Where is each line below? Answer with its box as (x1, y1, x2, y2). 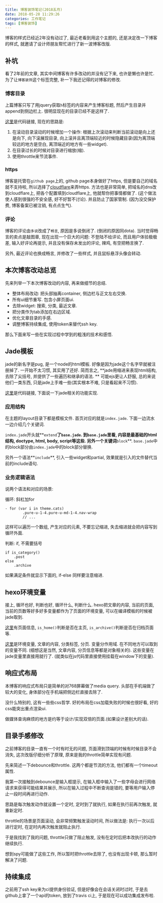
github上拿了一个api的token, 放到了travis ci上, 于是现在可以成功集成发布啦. (5, 893, 155, 899)
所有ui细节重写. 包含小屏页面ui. (12, 297, 74, 302)
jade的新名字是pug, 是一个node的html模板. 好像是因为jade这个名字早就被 (5, 361, 152, 367)
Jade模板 (5, 347, 34, 355)
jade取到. (5, 614, 24, 620)
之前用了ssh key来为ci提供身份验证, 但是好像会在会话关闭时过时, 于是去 (5, 886, 148, 892)
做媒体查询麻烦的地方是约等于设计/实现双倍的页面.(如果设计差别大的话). (5, 716, 149, 722)
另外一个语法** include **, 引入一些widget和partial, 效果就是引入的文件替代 (5, 454, 153, 460)
